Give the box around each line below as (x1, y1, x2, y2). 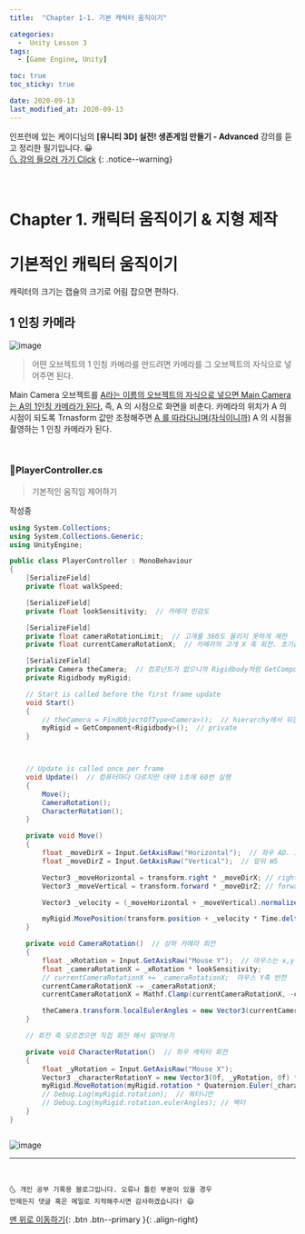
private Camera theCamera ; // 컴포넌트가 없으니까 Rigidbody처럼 (25, 665, 261, 674)
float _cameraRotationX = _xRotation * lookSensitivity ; (42, 964, 261, 973)
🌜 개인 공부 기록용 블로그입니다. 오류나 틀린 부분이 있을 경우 (9, 1185, 212, 1194)
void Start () (25, 698, 75, 707)
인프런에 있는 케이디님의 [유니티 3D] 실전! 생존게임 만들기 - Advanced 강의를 (9, 131, 283, 142)
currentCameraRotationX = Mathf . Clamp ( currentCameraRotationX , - (42, 990, 295, 1000)
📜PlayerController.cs (9, 464, 103, 477)
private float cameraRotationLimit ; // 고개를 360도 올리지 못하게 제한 (25, 632, 288, 641)
